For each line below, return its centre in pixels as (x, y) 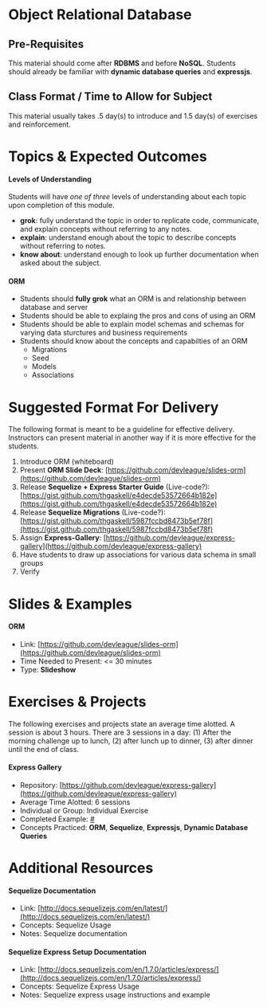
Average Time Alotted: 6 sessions (75, 801)
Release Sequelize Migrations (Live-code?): (92, 512)
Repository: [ (41, 785)
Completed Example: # (57, 819)
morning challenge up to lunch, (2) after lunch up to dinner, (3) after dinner (131, 741)
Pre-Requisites (46, 44)
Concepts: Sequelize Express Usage (79, 986)
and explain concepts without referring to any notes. (106, 229)
